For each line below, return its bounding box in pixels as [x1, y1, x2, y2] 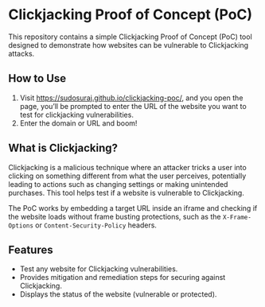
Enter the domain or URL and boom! [19, 118, 138, 128]
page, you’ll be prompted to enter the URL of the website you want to [19, 101, 247, 111]
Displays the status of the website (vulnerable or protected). [19, 290, 217, 299]
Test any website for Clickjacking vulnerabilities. [19, 264, 178, 274]
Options [8, 221, 34, 230]
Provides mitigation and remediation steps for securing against [19, 273, 226, 282]
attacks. [8, 49, 35, 58]
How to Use [8, 72, 67, 85]
